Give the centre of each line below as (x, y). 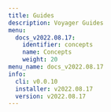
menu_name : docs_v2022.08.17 (56, 67)
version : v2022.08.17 (51, 96)
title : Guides (31, 15)
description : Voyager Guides (56, 23)
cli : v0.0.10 (37, 81)
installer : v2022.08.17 (54, 89)
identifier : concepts (57, 45)
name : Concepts (47, 52)
